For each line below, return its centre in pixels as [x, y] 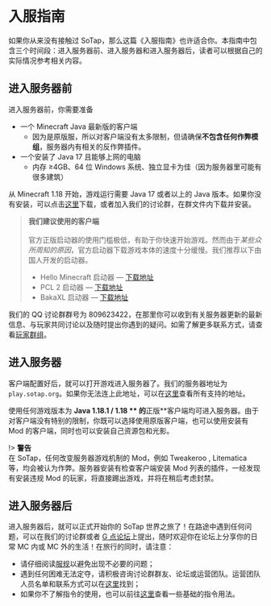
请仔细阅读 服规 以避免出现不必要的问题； [87, 564]
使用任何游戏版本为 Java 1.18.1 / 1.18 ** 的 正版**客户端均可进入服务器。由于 [134, 410]
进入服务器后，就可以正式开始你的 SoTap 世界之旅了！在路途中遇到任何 [127, 527]
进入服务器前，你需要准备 [51, 109]
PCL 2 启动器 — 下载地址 [81, 287]
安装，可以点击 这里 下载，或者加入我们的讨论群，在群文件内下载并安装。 [135, 204]
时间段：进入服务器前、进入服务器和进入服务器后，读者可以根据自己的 [146, 50]
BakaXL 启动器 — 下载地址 [84, 297]
